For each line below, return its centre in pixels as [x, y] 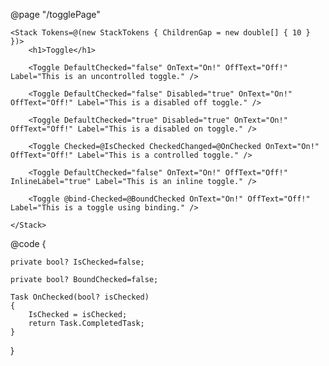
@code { [28, 243]
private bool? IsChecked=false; [77, 262]
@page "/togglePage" [55, 14]
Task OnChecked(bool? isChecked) [80, 297]
